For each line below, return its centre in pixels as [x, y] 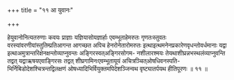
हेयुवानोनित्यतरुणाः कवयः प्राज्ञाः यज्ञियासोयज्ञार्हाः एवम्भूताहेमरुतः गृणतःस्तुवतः [87, 37]
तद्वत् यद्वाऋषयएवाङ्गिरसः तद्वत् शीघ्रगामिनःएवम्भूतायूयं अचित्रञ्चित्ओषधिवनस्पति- [94, 61]
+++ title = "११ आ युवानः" [40, 10]
